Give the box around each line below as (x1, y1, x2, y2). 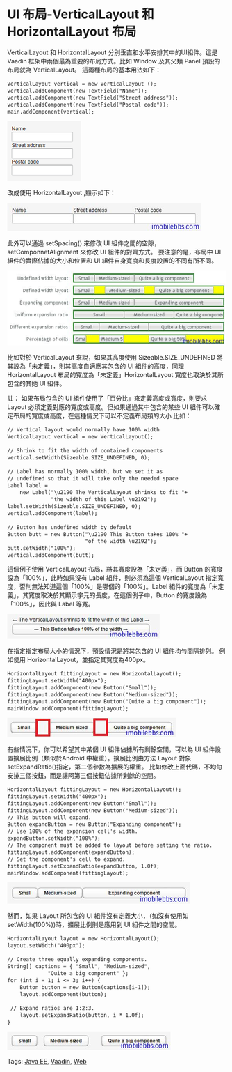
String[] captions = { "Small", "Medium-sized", (7, 963, 151, 970)
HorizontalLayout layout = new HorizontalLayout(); (7, 935, 160, 942)
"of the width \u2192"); (84, 537, 157, 544)
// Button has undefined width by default (7, 523, 132, 530)
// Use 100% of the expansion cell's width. (7, 827, 138, 835)
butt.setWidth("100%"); (7, 544, 76, 551)
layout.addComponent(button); (19, 990, 108, 997)
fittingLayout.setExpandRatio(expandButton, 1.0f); (7, 862, 160, 870)
